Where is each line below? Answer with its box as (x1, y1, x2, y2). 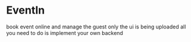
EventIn (6, 4, 45, 17)
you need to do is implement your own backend (6, 29, 124, 36)
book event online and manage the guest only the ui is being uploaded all (6, 23, 186, 30)
